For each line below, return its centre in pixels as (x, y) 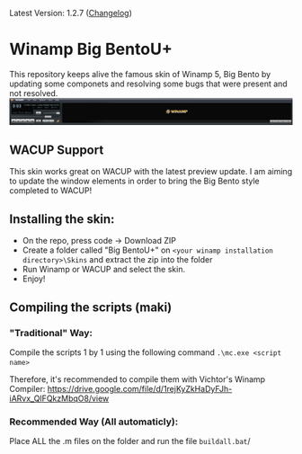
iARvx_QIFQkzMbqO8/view (59, 398)
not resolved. (34, 93)
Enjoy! (34, 279)
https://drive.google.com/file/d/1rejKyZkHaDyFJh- (140, 388)
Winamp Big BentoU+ (91, 49)
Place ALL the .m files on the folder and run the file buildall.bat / (130, 441)
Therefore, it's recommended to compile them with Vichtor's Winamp (138, 379)
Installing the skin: (62, 219)
